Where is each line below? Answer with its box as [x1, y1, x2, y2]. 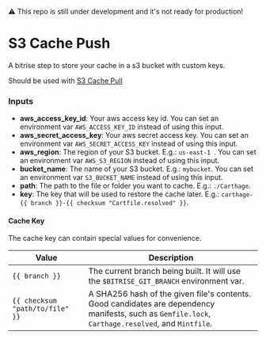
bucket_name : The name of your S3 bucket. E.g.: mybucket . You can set [19, 164, 254, 173]
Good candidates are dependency [88, 299, 215, 310]
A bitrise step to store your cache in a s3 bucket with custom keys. [8, 60, 226, 70]
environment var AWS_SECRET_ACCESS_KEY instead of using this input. [19, 139, 238, 149]
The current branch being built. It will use [88, 265, 241, 276]
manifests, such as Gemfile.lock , [88, 308, 211, 319]
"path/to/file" [12, 304, 70, 314]
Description [148, 253, 194, 264]
